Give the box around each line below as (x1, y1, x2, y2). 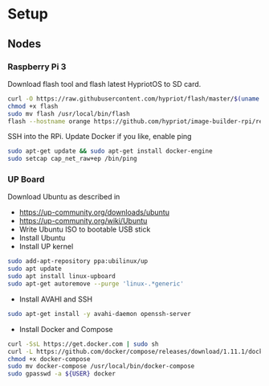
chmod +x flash (7, 102, 59, 110)
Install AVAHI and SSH (18, 294, 93, 304)
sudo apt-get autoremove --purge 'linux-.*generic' (7, 280, 184, 288)
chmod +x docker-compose (7, 355, 91, 363)
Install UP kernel (18, 242, 74, 252)
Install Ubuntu (18, 233, 66, 243)
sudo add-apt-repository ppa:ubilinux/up (7, 257, 149, 265)
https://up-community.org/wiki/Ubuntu (18, 216, 148, 226)
